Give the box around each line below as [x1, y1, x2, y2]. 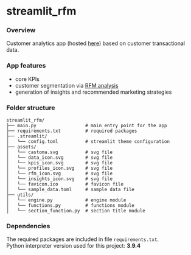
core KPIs [15, 75, 40, 83]
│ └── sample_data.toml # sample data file [6, 187, 135, 193]
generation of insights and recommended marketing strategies [15, 88, 172, 96]
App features [6, 61, 46, 70]
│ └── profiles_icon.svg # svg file [6, 166, 113, 172]
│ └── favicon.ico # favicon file [6, 181, 123, 187]
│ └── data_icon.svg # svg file [6, 155, 113, 161]
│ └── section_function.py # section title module [6, 208, 146, 214]
